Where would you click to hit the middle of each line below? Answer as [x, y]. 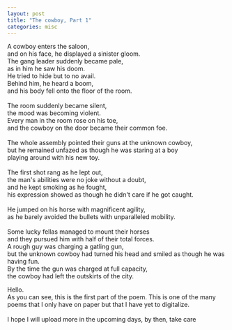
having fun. [23, 262]
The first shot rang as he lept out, [55, 172]
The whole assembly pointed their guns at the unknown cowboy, [100, 143]
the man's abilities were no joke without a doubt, [77, 180]
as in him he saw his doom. [46, 69]
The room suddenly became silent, [57, 106]
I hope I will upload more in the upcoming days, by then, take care [102, 320]
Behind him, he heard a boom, [51, 84]
